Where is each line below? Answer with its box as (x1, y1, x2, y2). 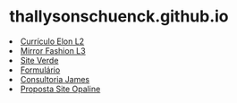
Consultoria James (21, 73, 90, 84)
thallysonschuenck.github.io (9, 6, 230, 27)
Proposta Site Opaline (21, 83, 101, 94)
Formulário (21, 64, 61, 75)
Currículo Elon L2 (21, 36, 85, 47)
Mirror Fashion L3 (21, 45, 87, 56)
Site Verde (21, 55, 59, 65)
